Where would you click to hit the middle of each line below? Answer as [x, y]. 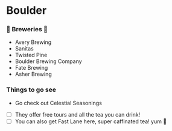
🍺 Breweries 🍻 [27, 29]
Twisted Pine [31, 55]
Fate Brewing [31, 68]
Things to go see [31, 90]
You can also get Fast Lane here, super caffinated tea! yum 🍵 [91, 121]
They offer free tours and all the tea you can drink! [78, 114]
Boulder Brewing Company [49, 61]
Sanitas [24, 49]
